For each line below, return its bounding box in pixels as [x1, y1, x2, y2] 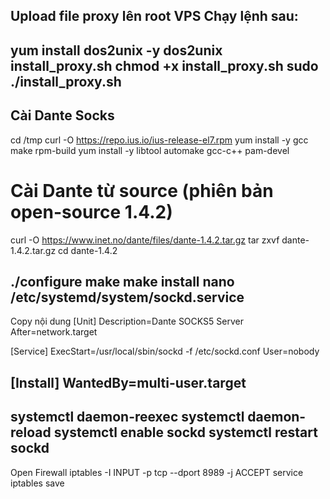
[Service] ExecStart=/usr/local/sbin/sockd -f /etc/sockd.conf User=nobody [10, 345, 320, 358]
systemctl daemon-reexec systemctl [10, 409, 245, 426]
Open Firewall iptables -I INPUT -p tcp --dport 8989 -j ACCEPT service [10, 466, 304, 478]
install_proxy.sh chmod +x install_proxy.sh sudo [10, 57, 319, 74]
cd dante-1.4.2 [58, 244, 118, 256]
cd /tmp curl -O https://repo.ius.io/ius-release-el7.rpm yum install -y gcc [10, 134, 309, 146]
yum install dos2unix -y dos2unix [10, 42, 223, 59]
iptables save [10, 477, 65, 489]
